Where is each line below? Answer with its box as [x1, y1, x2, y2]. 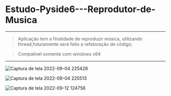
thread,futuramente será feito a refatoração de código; [17, 41, 133, 47]
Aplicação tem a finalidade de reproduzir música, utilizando [17, 35, 142, 41]
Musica [5, 14, 37, 26]
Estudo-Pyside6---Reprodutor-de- [5, 4, 156, 15]
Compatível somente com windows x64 [17, 51, 101, 57]
